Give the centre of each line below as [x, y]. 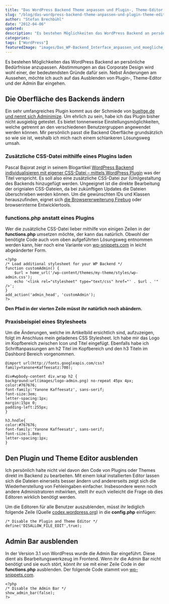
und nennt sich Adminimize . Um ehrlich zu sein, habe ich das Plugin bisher [82, 116]
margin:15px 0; [21, 403]
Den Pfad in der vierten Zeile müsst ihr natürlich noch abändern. [74, 309]
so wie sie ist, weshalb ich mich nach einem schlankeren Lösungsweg [77, 138]
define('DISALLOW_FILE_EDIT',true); [44, 526]
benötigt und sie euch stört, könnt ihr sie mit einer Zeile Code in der [75, 564]
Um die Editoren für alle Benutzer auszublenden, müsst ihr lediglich [75, 507]
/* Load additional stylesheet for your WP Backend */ [64, 264]
